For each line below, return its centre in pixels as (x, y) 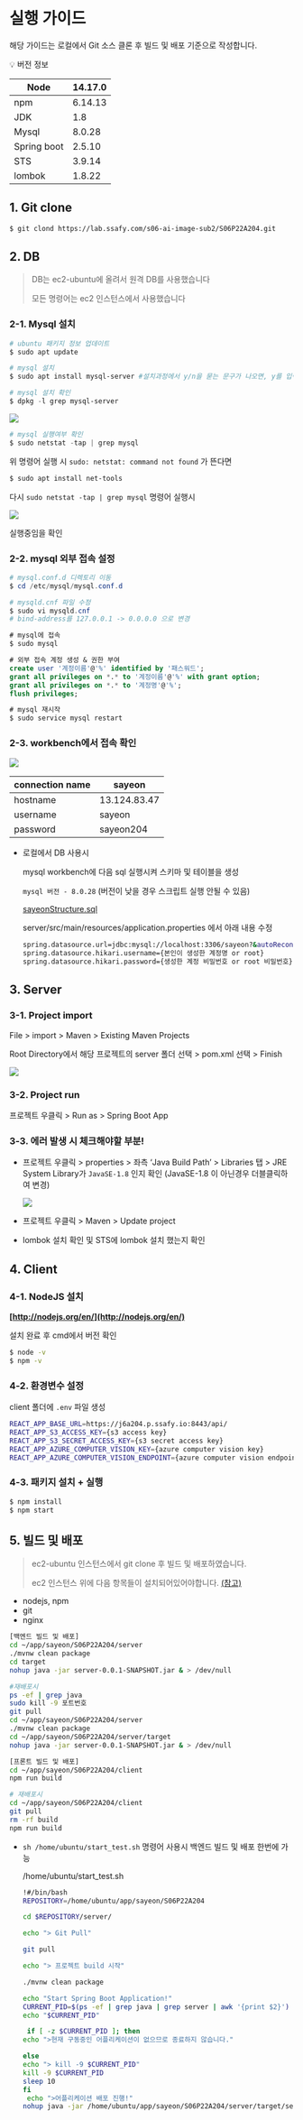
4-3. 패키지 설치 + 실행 (56, 1482)
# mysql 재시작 (35, 710)
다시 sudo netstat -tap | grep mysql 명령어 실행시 (102, 496)
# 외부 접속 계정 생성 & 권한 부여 (64, 660)
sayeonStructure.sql (60, 909)
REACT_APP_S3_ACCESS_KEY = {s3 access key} (88, 1432)
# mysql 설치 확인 (40, 393)
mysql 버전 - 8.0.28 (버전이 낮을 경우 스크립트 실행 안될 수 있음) (136, 891)
